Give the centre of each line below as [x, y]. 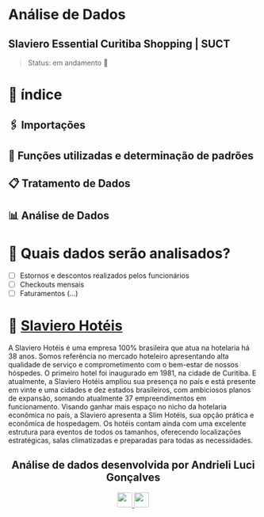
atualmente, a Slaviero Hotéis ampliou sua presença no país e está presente [132, 381]
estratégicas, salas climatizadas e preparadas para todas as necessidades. [131, 440]
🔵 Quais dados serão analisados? [120, 253]
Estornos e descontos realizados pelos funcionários [104, 276]
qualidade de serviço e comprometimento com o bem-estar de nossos [124, 364]
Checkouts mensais [52, 284]
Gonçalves [133, 478]
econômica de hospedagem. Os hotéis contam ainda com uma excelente [127, 423]
